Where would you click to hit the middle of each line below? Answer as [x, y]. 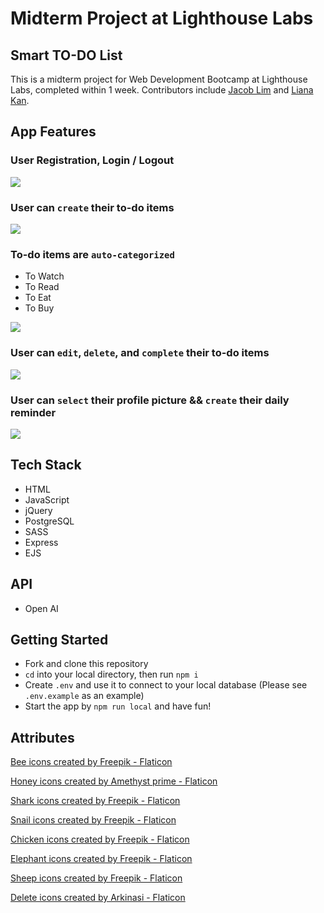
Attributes [42, 737]
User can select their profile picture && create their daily [150, 400]
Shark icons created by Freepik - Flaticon [95, 801]
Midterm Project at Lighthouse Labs [162, 18]
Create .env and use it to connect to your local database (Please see [166, 685]
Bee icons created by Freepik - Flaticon [91, 762]
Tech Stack [46, 465]
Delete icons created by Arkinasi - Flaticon [98, 898]
